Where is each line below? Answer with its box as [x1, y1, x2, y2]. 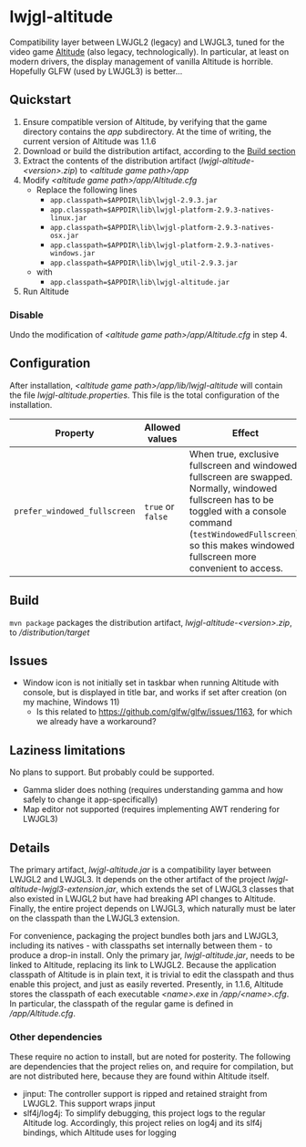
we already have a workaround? [36, 716, 157, 727]
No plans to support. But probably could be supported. [9, 766, 215, 777]
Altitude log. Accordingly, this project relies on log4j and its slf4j [22, 1118, 262, 1129]
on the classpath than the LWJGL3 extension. [9, 912, 180, 923]
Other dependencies [9, 1031, 103, 1044]
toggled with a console [189, 505, 287, 517]
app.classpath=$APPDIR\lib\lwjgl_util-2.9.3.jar [49, 258, 239, 267]
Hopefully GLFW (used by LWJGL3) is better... [9, 66, 183, 77]
